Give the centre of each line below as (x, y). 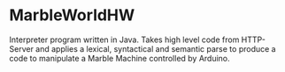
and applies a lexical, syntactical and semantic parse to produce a (155, 48)
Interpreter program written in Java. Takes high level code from (124, 40)
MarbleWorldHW (72, 15)
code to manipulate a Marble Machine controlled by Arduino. (119, 58)
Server (21, 48)
